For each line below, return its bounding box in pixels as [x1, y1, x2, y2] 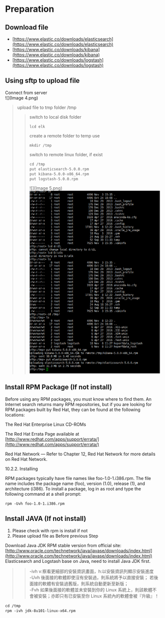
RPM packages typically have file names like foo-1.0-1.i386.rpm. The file [5, 475, 151, 481]
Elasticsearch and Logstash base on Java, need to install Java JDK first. [5, 558, 151, 564]
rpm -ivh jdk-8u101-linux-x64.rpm [5, 608, 76, 613]
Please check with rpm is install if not [12, 527, 88, 533]
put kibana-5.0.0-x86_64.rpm [29, 172, 89, 176]
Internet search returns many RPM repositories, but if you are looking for [5, 401, 152, 407]
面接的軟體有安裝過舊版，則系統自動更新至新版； [29, 581, 129, 586]
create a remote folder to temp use [29, 133, 100, 138]
